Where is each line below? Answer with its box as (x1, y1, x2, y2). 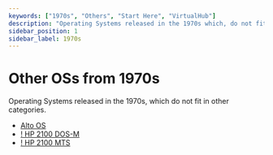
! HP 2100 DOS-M (19, 129, 80, 139)
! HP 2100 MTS (19, 138, 71, 148)
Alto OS (19, 121, 46, 131)
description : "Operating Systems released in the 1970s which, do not (8, 19, 253, 28)
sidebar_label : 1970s (8, 34, 82, 43)
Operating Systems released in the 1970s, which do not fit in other (8, 97, 229, 106)
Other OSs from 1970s (8, 70, 160, 88)
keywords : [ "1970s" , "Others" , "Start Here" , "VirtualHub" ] (8, 11, 217, 20)
